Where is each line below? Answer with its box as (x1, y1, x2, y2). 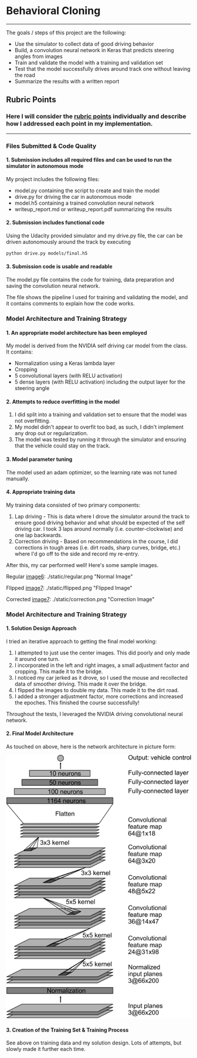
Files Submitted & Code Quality (6, 142, 97, 150)
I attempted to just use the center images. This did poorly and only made (14, 649, 191, 656)
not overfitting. (14, 418, 51, 425)
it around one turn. (14, 655, 60, 662)
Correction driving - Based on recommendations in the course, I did (14, 538, 178, 545)
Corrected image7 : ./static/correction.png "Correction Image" (6, 595, 155, 602)
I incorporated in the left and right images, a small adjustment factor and (14, 662, 189, 669)
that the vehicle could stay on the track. (14, 442, 110, 449)
